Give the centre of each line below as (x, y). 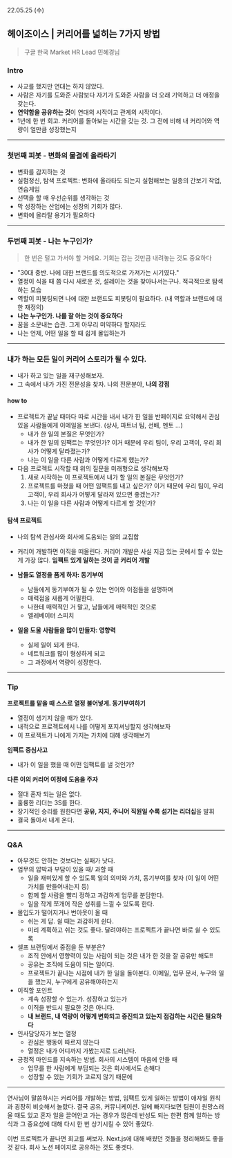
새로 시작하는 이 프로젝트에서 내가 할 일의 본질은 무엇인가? (106, 477)
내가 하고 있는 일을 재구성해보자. (60, 375)
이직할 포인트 (35, 990)
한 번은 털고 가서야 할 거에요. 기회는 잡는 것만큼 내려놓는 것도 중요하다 (118, 257)
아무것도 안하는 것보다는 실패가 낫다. (66, 861)
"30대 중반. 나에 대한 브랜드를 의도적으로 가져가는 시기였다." (98, 273)
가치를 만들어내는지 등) (58, 886)
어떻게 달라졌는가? (65, 451)
